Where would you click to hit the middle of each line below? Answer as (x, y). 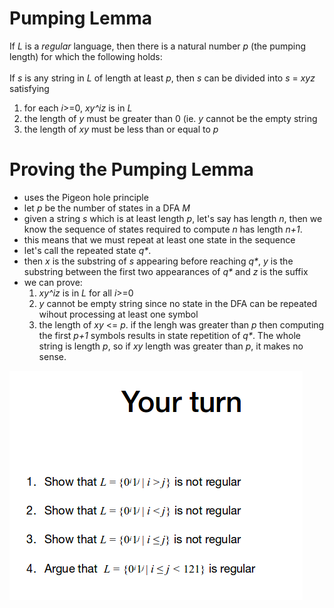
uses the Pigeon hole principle (86, 197)
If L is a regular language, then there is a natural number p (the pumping (158, 46)
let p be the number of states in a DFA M (107, 208)
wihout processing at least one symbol (118, 314)
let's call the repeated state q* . (87, 250)
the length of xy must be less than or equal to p (121, 129)
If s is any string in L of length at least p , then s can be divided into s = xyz (162, 78)
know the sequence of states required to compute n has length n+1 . (163, 229)
